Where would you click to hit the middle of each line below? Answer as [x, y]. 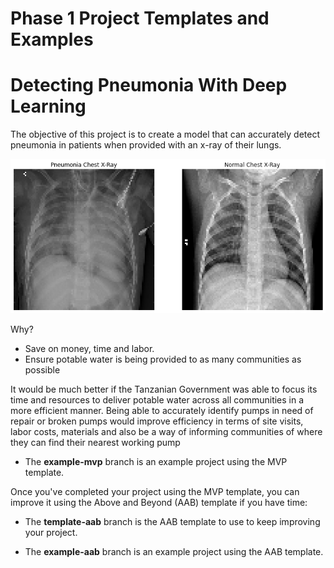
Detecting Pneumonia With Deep [149, 85]
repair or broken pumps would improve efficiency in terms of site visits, [157, 421]
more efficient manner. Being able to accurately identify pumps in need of [162, 410]
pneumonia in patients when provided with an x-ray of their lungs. [146, 145]
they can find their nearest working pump [95, 442]
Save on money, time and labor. [89, 348]
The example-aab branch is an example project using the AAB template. [174, 551]
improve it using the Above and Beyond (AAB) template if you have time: [159, 502]
